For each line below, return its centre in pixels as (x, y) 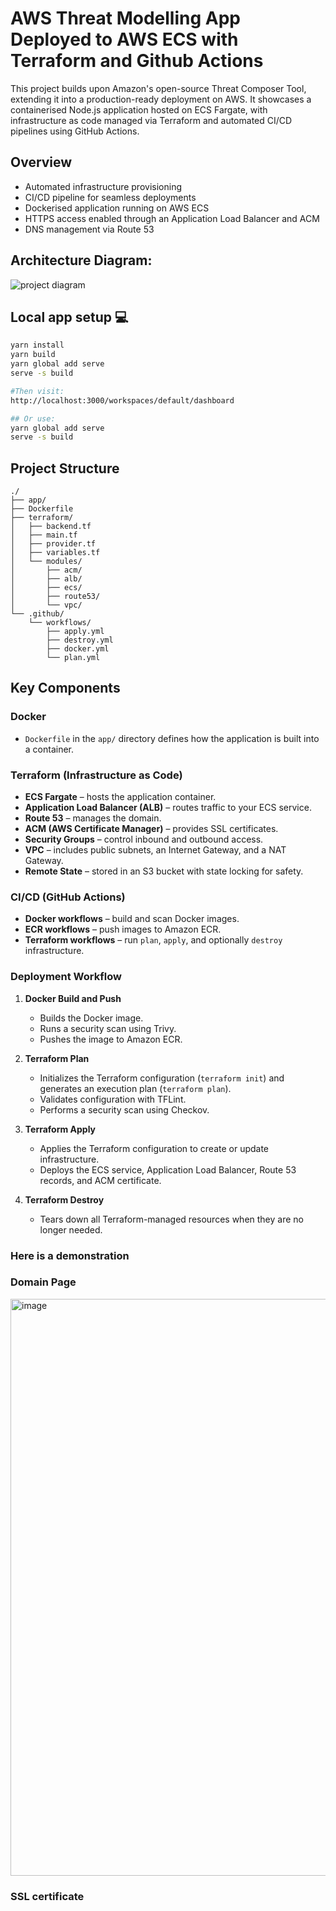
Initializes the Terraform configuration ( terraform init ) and (162, 1078)
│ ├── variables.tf (55, 553)
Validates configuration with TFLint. (113, 1099)
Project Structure (65, 468)
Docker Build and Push (73, 998)
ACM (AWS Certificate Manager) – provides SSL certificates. (151, 829)
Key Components (65, 688)
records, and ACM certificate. (100, 1180)
